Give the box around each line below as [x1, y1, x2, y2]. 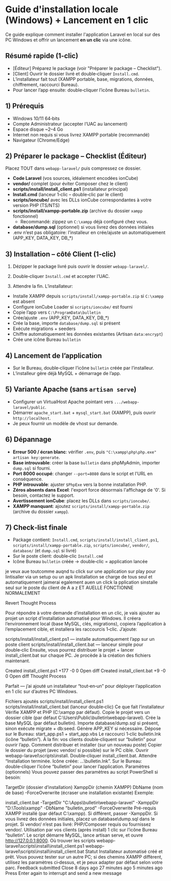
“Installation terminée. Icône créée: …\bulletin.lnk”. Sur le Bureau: [5, 758, 142, 764]
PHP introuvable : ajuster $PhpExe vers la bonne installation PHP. [12, 481, 147, 488]
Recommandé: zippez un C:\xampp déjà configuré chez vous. [20, 219, 148, 225]
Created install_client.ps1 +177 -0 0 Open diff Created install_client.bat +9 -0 [5, 668, 166, 674]
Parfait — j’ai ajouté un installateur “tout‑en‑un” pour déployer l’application [5, 683, 161, 689]
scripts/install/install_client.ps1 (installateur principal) [12, 186, 129, 192]
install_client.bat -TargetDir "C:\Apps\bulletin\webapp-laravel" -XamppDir [5, 800, 159, 806]
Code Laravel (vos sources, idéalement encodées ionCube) [12, 175, 139, 181]
